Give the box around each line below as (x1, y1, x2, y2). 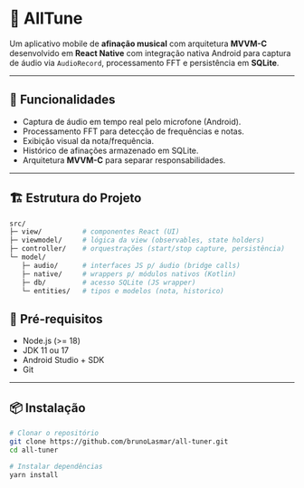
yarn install (9, 470, 59, 479)
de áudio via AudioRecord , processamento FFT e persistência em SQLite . (9, 57, 280, 68)
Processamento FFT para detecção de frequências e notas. (22, 126, 244, 137)
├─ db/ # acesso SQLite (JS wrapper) (21, 278, 196, 287)
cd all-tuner (9, 445, 59, 455)
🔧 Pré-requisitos (9, 311, 103, 327)
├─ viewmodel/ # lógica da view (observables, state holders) (9, 235, 265, 245)
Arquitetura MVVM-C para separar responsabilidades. (22, 154, 226, 166)
